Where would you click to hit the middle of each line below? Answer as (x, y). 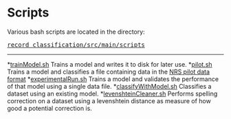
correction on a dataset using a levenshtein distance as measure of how (109, 100)
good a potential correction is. (50, 108)
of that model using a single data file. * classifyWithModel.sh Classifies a (109, 86)
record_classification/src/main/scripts (76, 45)
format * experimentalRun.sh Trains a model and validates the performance (113, 79)
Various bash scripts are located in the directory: (76, 32)
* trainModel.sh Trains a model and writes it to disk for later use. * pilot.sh (110, 64)
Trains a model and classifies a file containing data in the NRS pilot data (109, 72)
